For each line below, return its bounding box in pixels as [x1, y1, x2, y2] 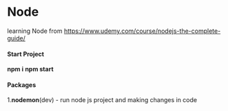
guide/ [7, 34, 26, 42]
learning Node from [7, 27, 63, 35]
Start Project [7, 49, 45, 58]
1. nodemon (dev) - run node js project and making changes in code [7, 96, 198, 104]
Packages [7, 80, 37, 89]
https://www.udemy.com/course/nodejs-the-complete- [63, 27, 221, 35]
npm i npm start [7, 65, 54, 73]
